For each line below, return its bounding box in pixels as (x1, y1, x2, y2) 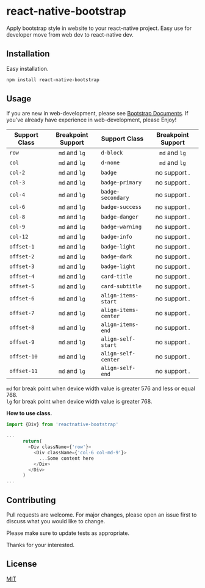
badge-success (100, 203, 142, 211)
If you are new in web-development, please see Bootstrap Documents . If (6, 110, 189, 117)
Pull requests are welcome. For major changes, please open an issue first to (6, 511, 197, 518)
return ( (22, 438, 43, 445)
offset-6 (9, 295, 35, 302)
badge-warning (100, 223, 142, 230)
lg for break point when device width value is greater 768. (6, 398, 153, 405)
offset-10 (9, 353, 38, 360)
